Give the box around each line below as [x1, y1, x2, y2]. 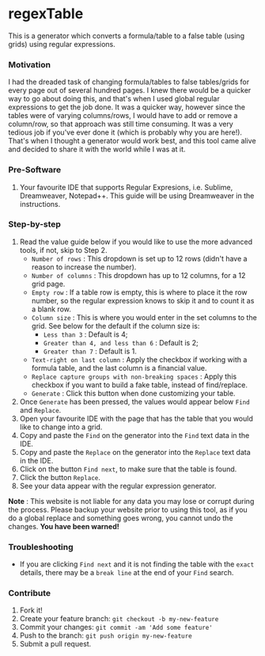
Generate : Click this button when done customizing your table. [31, 388, 236, 398]
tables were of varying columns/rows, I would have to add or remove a [8, 111, 238, 120]
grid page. [31, 279, 66, 288]
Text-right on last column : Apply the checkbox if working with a [31, 354, 248, 364]
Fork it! [19, 605, 44, 615]
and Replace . [19, 405, 62, 414]
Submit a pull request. [19, 639, 92, 649]
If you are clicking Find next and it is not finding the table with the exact [19, 559, 255, 569]
